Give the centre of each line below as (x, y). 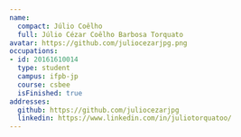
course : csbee (44, 85)
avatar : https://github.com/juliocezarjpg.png (98, 43)
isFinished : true (50, 93)
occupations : (34, 51)
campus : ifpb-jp (48, 77)
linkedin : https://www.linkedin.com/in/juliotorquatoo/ (125, 118)
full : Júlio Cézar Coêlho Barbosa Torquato (100, 34)
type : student (44, 68)
